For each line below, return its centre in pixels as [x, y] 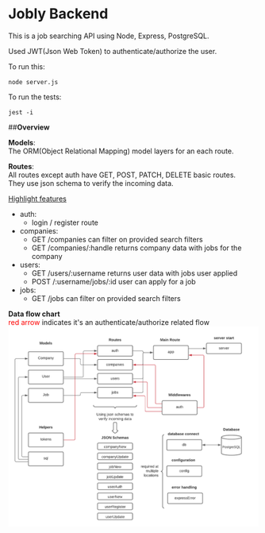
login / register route [65, 222]
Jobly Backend [58, 14]
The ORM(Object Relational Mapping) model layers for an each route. [121, 151]
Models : [22, 142]
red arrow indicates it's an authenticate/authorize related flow [109, 322]
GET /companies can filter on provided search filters [117, 239]
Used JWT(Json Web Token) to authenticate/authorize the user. [113, 51]
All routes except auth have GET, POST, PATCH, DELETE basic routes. [122, 175]
